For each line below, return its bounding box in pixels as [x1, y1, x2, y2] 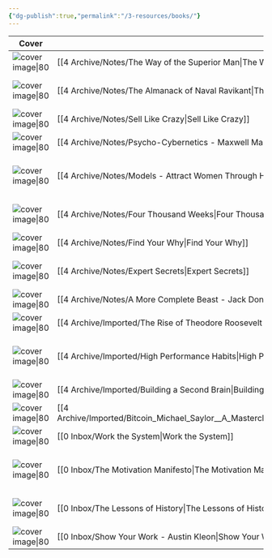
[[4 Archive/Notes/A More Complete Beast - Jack [57, 294, 247, 305]
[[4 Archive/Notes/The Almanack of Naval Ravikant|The [57, 84, 269, 96]
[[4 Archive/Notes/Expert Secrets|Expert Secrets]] [57, 265, 249, 277]
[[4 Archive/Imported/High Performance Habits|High [57, 350, 257, 362]
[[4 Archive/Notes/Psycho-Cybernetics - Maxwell [57, 136, 249, 148]
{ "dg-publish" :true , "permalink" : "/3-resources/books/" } [8, 11, 201, 20]
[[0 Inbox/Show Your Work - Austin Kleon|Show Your [57, 530, 260, 542]
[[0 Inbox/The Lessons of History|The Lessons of [57, 502, 245, 513]
